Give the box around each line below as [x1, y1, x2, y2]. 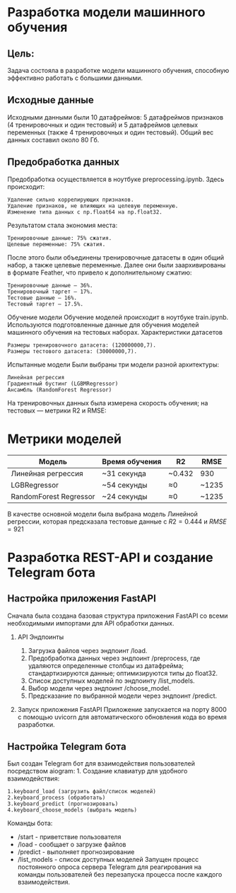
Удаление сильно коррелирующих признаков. [7, 196, 134, 203]
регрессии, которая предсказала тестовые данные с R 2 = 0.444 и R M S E [7, 517, 228, 526]
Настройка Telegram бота [7, 740, 126, 752]
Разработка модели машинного [7, 4, 206, 21]
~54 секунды [102, 480, 148, 490]
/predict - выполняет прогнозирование [17, 848, 135, 856]
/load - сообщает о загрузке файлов [17, 840, 126, 849]
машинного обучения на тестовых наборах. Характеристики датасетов [7, 328, 223, 336]
